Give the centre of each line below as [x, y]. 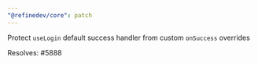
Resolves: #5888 [35, 52]
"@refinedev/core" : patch [50, 15]
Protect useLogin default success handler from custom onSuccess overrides [129, 37]
